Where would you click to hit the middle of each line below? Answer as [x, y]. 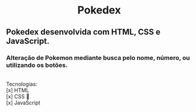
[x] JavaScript [23, 103]
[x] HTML [18, 90]
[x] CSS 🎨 [18, 96]
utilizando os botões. [37, 65]
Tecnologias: [22, 84]
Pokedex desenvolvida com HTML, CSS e [83, 32]
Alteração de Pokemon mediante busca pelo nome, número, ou [98, 57]
